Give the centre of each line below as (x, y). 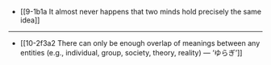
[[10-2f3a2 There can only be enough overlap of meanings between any (140, 43)
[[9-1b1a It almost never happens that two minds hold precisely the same (141, 12)
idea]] (30, 20)
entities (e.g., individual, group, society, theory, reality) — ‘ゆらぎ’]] (131, 53)
